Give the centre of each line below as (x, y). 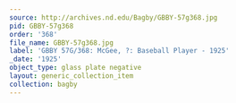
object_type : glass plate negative (76, 68)
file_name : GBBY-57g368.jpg (62, 43)
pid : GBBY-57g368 (42, 26)
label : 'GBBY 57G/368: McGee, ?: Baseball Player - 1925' (119, 51)
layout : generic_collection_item (72, 76)
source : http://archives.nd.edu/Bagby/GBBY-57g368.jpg (114, 17)
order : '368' (34, 34)
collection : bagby (43, 84)
